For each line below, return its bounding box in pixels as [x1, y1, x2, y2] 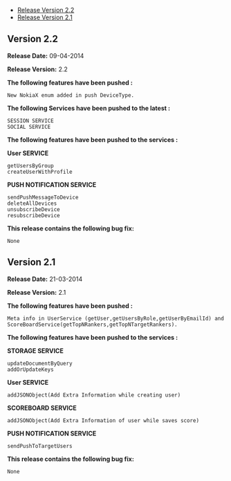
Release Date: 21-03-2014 [7, 275, 83, 283]
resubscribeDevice [7, 212, 60, 219]
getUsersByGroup [7, 162, 54, 169]
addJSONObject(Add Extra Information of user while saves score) [7, 417, 199, 424]
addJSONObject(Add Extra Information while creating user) [7, 391, 181, 399]
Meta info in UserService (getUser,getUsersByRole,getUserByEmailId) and [7, 315, 225, 322]
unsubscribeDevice [7, 206, 60, 213]
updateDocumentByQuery [7, 360, 73, 367]
